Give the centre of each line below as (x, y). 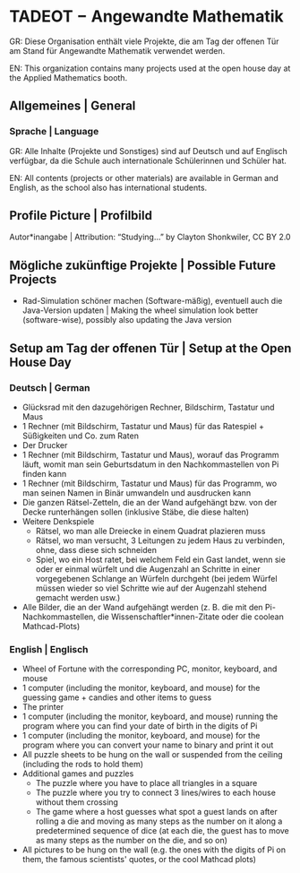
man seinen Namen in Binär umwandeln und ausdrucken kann (137, 493)
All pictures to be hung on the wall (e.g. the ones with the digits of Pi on (154, 850)
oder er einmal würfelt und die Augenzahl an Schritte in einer (148, 569)
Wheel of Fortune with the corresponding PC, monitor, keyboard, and (150, 669)
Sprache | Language (54, 132)
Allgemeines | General (73, 106)
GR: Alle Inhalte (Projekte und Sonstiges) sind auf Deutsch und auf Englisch (149, 151)
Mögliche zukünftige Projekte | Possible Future (142, 265)
